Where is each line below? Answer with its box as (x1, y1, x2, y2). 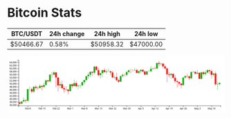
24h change (49, 30, 85, 38)
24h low (133, 30, 158, 38)
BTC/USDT (11, 30, 43, 38)
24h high (93, 30, 121, 38)
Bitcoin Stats (7, 5, 82, 21)
